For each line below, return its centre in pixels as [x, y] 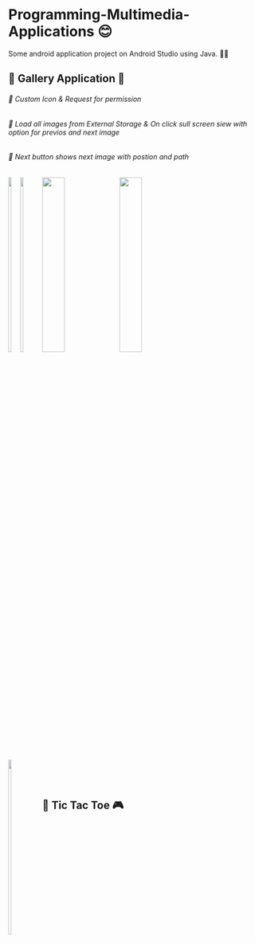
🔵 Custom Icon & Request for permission [75, 99]
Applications [51, 31]
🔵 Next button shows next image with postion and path [99, 157]
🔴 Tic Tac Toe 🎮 [83, 806]
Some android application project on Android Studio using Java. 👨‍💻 [119, 53]
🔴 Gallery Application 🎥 [67, 78]
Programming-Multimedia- [99, 15]
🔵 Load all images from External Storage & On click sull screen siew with [128, 123]
